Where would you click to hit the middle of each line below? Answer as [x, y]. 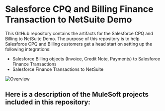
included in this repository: [48, 102]
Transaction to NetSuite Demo [69, 20]
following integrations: [28, 49]
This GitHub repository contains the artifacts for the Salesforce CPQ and [79, 33]
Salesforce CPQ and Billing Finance [79, 9]
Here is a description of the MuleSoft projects [77, 94]
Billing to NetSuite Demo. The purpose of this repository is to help [72, 39]
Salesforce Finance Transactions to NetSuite [58, 69]
